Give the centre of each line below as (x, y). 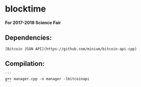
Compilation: (25, 64)
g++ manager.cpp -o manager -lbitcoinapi (47, 79)
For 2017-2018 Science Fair (33, 22)
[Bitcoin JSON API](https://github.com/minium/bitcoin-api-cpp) (71, 49)
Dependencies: (28, 38)
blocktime (26, 9)
